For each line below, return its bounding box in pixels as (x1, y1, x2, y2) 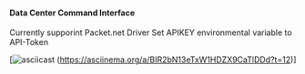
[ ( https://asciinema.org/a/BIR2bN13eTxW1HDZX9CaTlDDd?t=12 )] (9, 54, 297, 65)
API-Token (9, 37, 48, 48)
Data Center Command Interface (9, 7, 136, 18)
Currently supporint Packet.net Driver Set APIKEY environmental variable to (9, 27, 293, 38)
